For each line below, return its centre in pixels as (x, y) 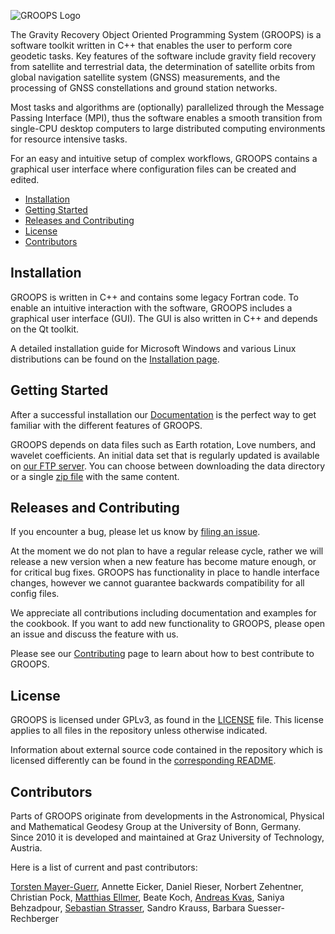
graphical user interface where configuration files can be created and (153, 169)
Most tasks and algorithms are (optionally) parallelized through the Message (167, 107)
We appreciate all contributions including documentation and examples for (163, 613)
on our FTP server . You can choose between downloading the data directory (168, 466)
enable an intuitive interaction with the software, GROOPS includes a (151, 307)
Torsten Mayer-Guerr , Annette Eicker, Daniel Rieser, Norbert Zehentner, (157, 887)
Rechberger (35, 919)
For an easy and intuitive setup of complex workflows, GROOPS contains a (164, 158)
